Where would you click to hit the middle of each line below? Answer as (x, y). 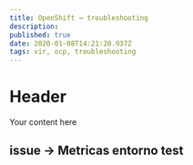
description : (34, 26)
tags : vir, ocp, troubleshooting (73, 52)
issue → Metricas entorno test (96, 151)
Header (38, 97)
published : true (40, 35)
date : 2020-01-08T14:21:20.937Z (71, 43)
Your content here (43, 122)
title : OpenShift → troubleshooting (79, 18)
